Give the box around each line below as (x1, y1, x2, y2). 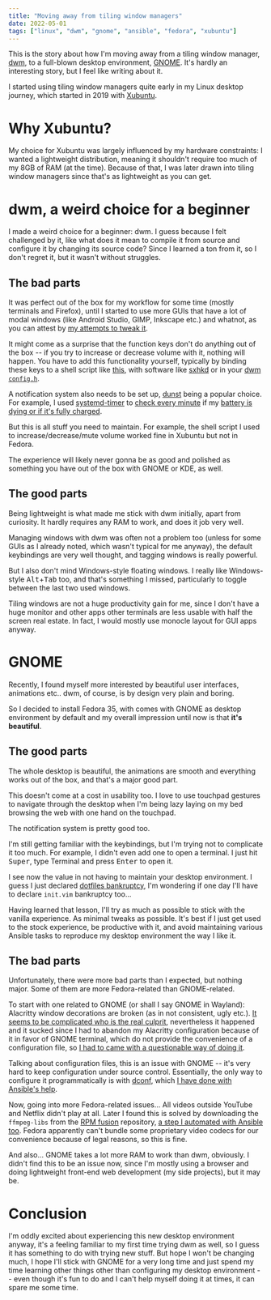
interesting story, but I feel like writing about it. (8, 66, 163, 76)
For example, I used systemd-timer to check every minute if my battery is (8, 398, 252, 407)
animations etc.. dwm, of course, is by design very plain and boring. (8, 688, 235, 697)
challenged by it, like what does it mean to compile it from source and (8, 236, 240, 245)
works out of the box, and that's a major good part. (8, 774, 178, 784)
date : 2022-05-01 (8, 19, 67, 28)
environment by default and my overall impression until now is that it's (8, 712, 243, 722)
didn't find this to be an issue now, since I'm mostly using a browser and (8, 1159, 249, 1169)
